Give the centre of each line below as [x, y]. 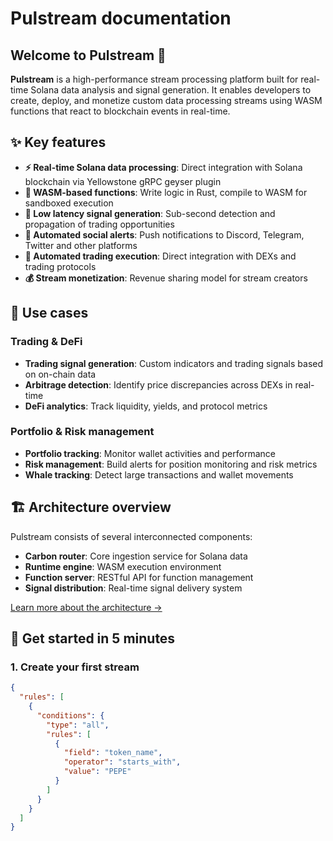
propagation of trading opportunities [99, 224]
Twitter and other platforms [81, 245]
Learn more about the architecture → [86, 607]
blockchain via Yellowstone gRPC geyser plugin [123, 181]
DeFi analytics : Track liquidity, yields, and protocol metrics [146, 406]
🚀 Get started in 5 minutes [93, 638]
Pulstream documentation [121, 18]
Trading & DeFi [46, 342]
